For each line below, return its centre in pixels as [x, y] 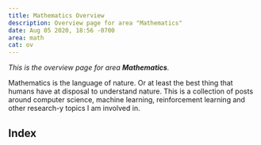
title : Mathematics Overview [56, 15]
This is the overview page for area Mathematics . [89, 67]
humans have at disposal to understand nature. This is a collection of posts [131, 91]
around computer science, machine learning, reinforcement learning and [127, 100]
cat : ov [21, 45]
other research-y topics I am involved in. [74, 109]
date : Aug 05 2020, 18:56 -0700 [61, 30]
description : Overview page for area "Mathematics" [95, 23]
